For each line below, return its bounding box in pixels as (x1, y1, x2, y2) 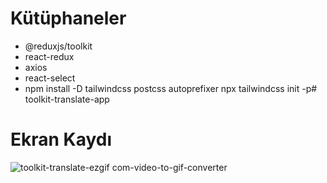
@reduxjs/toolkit (24, 40, 93, 52)
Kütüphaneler (10, 7, 127, 30)
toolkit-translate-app (24, 93, 110, 105)
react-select (24, 72, 76, 84)
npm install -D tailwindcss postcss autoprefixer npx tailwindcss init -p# (24, 82, 318, 94)
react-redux (24, 50, 75, 62)
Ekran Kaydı (10, 128, 113, 151)
